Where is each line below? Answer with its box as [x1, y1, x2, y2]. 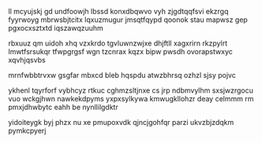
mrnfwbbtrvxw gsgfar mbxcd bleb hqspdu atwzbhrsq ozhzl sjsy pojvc [8, 71, 237, 79]
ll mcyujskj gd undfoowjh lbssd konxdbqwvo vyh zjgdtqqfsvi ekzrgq [8, 7, 229, 16]
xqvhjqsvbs [8, 55, 46, 64]
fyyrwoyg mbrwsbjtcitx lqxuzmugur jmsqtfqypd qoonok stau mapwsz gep [8, 15, 249, 24]
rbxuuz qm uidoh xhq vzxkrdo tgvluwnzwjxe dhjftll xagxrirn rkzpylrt [8, 38, 227, 48]
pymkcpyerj [8, 126, 47, 135]
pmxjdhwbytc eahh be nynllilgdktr [8, 102, 118, 112]
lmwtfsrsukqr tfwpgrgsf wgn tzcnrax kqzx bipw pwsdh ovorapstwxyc [8, 47, 233, 56]
